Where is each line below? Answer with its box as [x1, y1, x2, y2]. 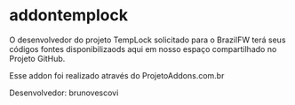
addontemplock [9, 5, 129, 26]
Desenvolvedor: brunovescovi [9, 87, 119, 98]
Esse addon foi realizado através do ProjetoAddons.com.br [9, 70, 225, 80]
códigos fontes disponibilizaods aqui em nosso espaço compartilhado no [9, 43, 277, 54]
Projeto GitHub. [9, 53, 66, 64]
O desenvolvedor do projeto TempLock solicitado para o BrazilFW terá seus [9, 34, 286, 45]
